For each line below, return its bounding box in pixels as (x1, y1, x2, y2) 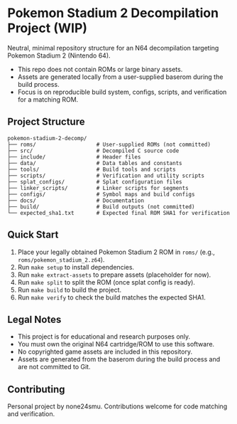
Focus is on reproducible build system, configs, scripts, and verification (17, 88, 227, 96)
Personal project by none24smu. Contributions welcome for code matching (7, 402, 228, 410)
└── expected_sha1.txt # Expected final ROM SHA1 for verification (7, 209, 231, 216)
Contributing (7, 383, 65, 396)
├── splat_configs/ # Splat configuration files (7, 178, 182, 186)
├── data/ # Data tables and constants (7, 159, 182, 166)
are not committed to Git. (17, 363, 91, 371)
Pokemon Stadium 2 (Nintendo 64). (7, 51, 111, 60)
